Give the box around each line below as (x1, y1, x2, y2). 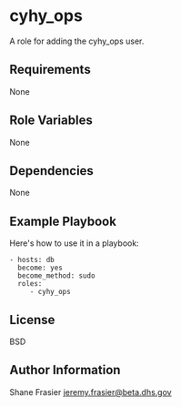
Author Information (9, 362, 121, 378)
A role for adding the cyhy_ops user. (9, 36, 145, 46)
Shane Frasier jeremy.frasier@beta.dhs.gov (9, 386, 172, 397)
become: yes (17, 263, 64, 273)
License (9, 311, 55, 328)
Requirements (9, 62, 91, 77)
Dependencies (9, 163, 94, 178)
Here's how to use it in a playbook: (9, 238, 139, 249)
